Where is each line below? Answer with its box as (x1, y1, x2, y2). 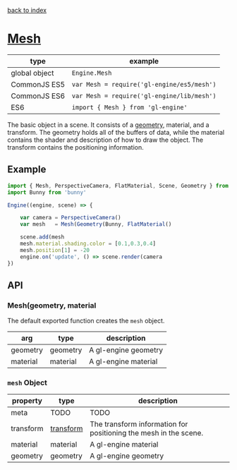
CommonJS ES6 (11, 91, 66, 101)
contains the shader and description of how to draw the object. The (7, 135, 204, 144)
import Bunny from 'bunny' (7, 188, 87, 196)
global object (11, 68, 54, 78)
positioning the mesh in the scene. (89, 428, 204, 438)
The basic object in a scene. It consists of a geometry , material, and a (7, 120, 209, 129)
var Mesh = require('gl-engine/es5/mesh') (71, 80, 217, 88)
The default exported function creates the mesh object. (7, 317, 165, 325)
